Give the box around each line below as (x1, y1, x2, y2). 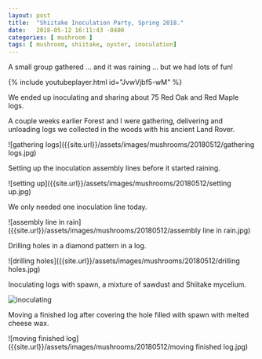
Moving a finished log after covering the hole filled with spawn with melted (8, 310, 249, 320)
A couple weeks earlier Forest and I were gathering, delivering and (8, 116, 224, 126)
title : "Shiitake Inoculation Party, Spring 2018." (8, 19, 184, 27)
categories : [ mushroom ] (8, 33, 93, 42)
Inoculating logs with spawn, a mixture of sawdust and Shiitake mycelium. (8, 280, 247, 289)
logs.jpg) (8, 148, 37, 158)
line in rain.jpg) (202, 225, 251, 236)
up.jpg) (8, 187, 31, 196)
